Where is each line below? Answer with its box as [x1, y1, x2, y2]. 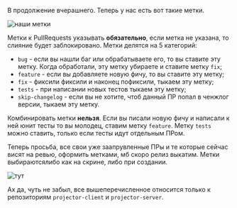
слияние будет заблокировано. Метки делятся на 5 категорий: [7, 41, 197, 49]
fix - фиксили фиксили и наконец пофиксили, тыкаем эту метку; [17, 77, 214, 86]
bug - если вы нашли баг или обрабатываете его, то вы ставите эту [17, 55, 221, 63]
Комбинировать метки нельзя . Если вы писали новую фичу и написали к [7, 114, 230, 122]
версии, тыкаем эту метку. [17, 100, 100, 109]
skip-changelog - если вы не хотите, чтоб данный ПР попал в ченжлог [17, 92, 229, 101]
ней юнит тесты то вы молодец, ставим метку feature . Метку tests [7, 121, 211, 130]
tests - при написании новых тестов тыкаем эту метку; [17, 85, 187, 93]
